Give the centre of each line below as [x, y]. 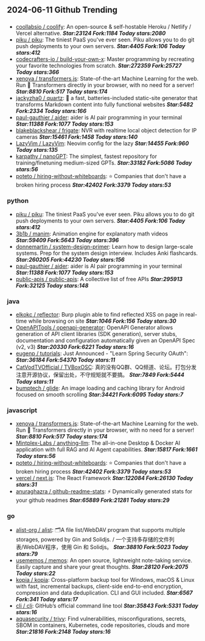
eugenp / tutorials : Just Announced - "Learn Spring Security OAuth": [102, 353]
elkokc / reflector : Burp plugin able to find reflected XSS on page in [100, 314]
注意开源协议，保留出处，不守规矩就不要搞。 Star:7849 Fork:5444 [100, 374]
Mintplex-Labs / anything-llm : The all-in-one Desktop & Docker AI [98, 443]
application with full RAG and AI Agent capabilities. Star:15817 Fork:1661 [106, 449]
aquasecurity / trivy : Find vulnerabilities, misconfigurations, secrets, [101, 618]
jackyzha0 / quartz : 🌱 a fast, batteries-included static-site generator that [106, 98]
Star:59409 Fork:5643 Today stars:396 [67, 240]
